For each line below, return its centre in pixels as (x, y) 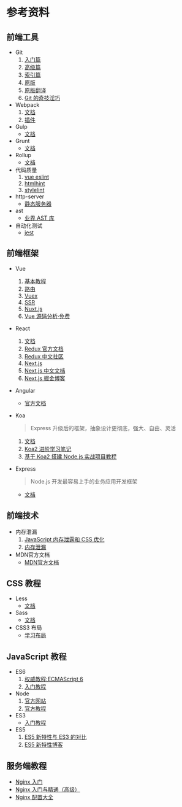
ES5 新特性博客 (44, 745)
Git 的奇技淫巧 (42, 98)
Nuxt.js (33, 309)
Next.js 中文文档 (45, 370)
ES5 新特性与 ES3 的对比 (55, 737)
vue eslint (37, 177)
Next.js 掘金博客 (45, 378)
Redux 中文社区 (44, 356)
